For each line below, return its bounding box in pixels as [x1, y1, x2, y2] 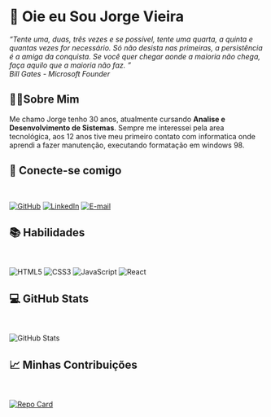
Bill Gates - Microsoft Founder [9, 68, 111, 78]
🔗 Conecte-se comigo [9, 164, 122, 178]
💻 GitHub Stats [9, 292, 89, 305]
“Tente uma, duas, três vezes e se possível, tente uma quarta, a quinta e [9, 34, 253, 44]
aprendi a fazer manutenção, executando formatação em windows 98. [9, 140, 245, 150]
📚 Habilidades [9, 226, 85, 239]
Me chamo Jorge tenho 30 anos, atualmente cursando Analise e [9, 114, 226, 124]
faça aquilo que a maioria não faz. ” [9, 60, 131, 70]
